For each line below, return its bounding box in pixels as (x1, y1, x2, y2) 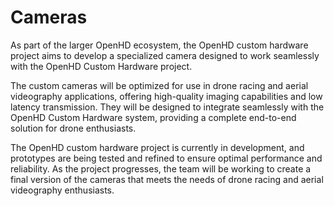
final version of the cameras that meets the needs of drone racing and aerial (10, 173, 324, 185)
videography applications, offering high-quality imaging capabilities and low (10, 90, 323, 102)
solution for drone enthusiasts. (10, 122, 137, 134)
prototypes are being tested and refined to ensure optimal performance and (10, 152, 323, 164)
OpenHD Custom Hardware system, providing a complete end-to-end (10, 111, 297, 123)
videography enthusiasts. (10, 184, 115, 196)
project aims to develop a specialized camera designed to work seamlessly (10, 49, 320, 61)
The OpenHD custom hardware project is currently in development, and (10, 141, 305, 153)
